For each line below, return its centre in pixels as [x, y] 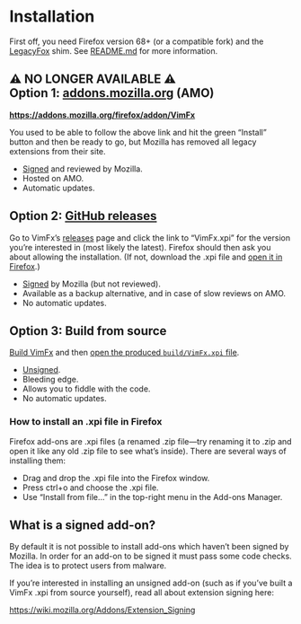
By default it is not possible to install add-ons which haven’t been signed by [149, 547]
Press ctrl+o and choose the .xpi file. [90, 488]
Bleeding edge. [50, 380]
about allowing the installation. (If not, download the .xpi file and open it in [146, 257]
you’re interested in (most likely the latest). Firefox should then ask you [140, 247]
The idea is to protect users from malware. [88, 566]
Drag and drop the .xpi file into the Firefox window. [116, 478]
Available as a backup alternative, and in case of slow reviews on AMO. [154, 293]
